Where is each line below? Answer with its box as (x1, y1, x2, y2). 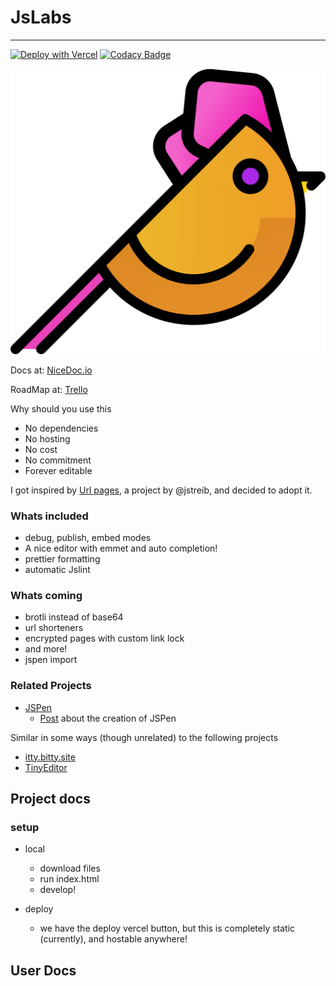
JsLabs (10, 6, 72, 29)
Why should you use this (10, 402, 112, 415)
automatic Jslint (24, 563, 91, 575)
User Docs (10, 962, 77, 979)
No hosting (24, 432, 71, 445)
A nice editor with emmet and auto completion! (24, 542, 218, 554)
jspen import (24, 654, 78, 666)
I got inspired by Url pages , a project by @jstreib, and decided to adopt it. (10, 484, 313, 496)
